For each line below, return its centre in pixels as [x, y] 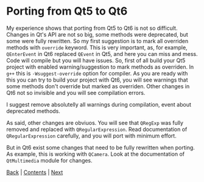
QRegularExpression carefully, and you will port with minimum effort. [91, 136]
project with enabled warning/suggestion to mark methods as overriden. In [100, 67]
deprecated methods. [33, 111]
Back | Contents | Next [35, 172]
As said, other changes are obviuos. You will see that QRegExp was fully [95, 122]
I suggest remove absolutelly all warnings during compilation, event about [99, 104]
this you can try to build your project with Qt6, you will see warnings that [97, 80]
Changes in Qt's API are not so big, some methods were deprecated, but [97, 34]
